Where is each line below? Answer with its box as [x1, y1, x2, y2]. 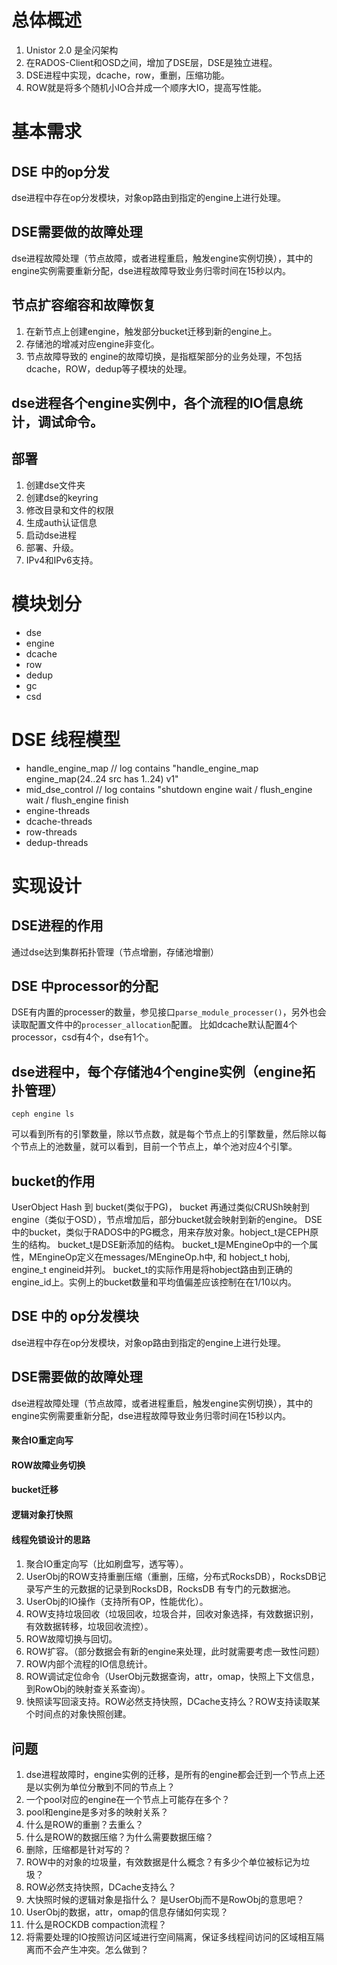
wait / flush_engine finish [25, 794, 129, 806]
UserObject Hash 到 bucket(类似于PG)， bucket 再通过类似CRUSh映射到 [11, 1201, 310, 1213]
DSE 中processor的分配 [11, 978, 159, 995]
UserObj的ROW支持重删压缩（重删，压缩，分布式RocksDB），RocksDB [25, 1571, 318, 1583]
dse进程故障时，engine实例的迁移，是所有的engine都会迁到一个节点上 [25, 1769, 317, 1781]
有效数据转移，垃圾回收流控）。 [25, 1621, 154, 1633]
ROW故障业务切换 [11, 1459, 86, 1471]
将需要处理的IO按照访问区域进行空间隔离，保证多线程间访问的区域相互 [25, 1931, 316, 1943]
